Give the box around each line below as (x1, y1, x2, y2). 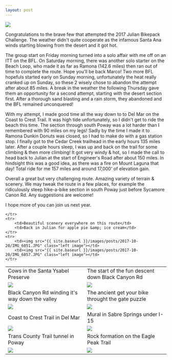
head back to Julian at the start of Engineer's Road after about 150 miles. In (5, 154, 164, 161)
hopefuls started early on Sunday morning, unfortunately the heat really (5, 74, 157, 80)
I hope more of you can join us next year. (5, 202, 92, 208)
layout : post (5, 7, 33, 13)
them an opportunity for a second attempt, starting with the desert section (5, 90, 162, 96)
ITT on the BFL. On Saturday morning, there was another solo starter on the (5, 57, 165, 64)
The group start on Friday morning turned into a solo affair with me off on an (5, 52, 166, 58)
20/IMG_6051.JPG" (5, 243, 42, 248)
